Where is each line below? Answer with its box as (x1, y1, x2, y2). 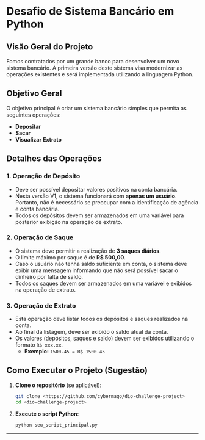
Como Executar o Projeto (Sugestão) (6, 365, 148, 376)
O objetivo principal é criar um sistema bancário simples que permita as (6, 104, 187, 112)
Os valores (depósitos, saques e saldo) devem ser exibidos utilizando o (15, 334, 195, 342)
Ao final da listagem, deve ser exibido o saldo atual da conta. (15, 328, 168, 336)
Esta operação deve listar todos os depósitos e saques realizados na (15, 316, 188, 323)
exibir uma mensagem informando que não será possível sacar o (15, 267, 178, 274)
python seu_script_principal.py (15, 422, 98, 428)
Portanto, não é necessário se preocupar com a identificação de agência (15, 198, 199, 206)
